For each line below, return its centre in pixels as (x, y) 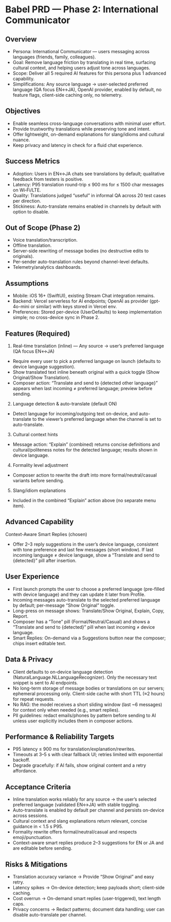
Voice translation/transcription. (45, 240)
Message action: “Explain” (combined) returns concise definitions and (86, 444)
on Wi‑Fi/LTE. (27, 190)
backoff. (21, 760)
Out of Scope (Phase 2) (43, 228)
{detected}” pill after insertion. (44, 560)
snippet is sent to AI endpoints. (45, 682)
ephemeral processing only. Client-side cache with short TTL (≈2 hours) (89, 693)
